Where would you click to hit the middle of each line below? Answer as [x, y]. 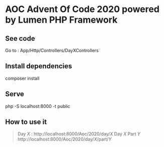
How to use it [26, 122]
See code [20, 38]
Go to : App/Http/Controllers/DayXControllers [52, 50]
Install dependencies [39, 66]
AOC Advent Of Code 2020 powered [82, 9]
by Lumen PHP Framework [61, 20]
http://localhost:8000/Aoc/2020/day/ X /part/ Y [64, 139]
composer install [22, 78]
